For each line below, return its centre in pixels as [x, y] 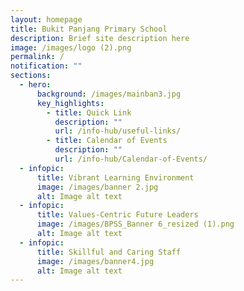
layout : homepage [46, 19]
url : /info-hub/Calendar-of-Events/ [131, 159]
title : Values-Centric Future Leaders [117, 215]
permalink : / [37, 57]
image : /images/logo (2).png [71, 47]
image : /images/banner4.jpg [95, 261]
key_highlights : [70, 103]
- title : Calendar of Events [107, 141]
